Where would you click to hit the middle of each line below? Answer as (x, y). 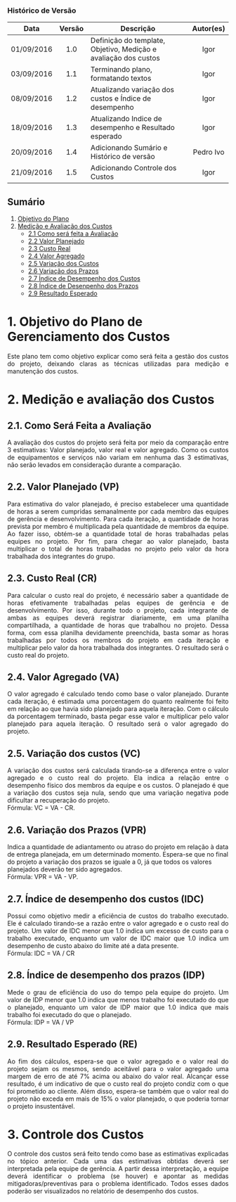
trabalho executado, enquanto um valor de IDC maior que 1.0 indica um (118, 938)
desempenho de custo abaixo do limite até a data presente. (93, 945)
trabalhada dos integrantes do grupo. (61, 556)
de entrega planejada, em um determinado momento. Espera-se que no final (118, 855)
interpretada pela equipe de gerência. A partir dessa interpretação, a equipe (118, 1169)
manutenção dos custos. (43, 371)
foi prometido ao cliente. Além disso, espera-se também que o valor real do (118, 1091)
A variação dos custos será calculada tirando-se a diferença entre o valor (118, 771)
